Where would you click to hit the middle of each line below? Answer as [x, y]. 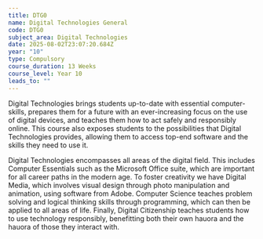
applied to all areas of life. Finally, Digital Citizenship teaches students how [129, 210]
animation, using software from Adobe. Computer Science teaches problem [130, 194]
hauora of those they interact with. [64, 226]
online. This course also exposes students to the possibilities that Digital [125, 128]
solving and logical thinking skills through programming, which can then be [130, 201]
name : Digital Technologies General [68, 23]
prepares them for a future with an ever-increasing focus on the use [138, 111]
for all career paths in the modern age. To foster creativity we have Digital [127, 176]
